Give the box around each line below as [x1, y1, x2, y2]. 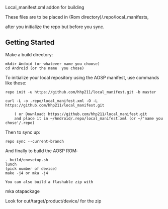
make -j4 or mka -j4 [5, 170, 49, 175]
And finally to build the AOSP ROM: [5, 148, 78, 154]
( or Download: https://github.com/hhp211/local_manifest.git [14, 112, 147, 117]
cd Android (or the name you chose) [5, 65, 85, 71]
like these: [5, 80, 27, 86]
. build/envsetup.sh [5, 157, 49, 162]
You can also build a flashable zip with [5, 179, 94, 184]
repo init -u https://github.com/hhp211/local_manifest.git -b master [5, 89, 156, 94]
